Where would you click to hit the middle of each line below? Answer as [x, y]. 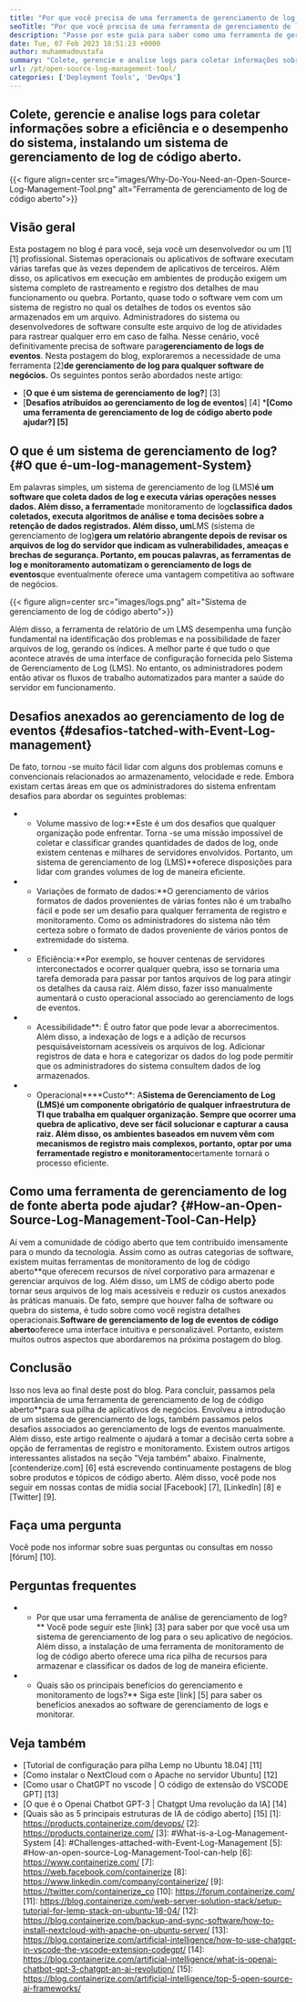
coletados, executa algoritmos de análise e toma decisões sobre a [137, 516]
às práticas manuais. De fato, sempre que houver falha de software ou [142, 1300]
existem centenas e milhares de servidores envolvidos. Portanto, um [164, 852]
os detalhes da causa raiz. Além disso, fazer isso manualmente [154, 988]
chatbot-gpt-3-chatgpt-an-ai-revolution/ [99, 1969]
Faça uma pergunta [66, 1526]
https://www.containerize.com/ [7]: [88, 1862]
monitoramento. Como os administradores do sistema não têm [153, 920]
